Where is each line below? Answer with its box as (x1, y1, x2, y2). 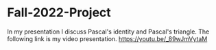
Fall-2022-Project (7, 5, 111, 21)
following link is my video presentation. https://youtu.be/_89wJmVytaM (7, 34, 208, 42)
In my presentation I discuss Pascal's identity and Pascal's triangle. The (7, 27, 210, 36)
